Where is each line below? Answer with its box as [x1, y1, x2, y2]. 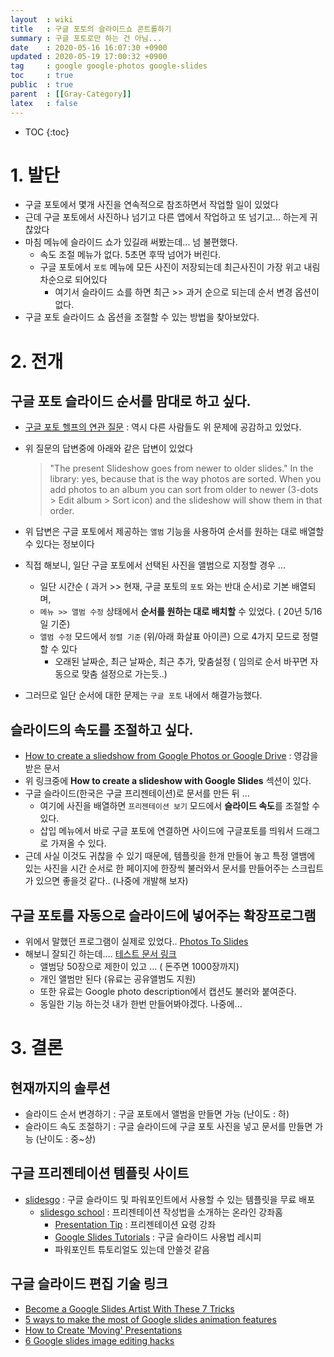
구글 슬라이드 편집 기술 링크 [10, 1276, 168, 1293]
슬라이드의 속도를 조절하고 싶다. [10, 721, 194, 738]
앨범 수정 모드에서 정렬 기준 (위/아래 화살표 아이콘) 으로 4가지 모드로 [39, 631, 300, 643]
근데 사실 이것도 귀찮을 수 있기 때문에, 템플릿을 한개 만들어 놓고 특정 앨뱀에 [24, 850, 316, 862]
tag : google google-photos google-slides [10, 61, 208, 71]
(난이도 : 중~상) [35, 1133, 97, 1145]
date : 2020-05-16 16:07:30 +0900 [10, 42, 168, 53]
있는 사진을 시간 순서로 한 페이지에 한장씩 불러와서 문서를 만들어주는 [24, 862, 290, 875]
